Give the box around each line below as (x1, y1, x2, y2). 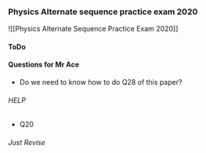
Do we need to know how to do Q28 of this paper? (19, 78, 183, 87)
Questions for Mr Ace (8, 60, 80, 69)
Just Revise (8, 137, 45, 147)
